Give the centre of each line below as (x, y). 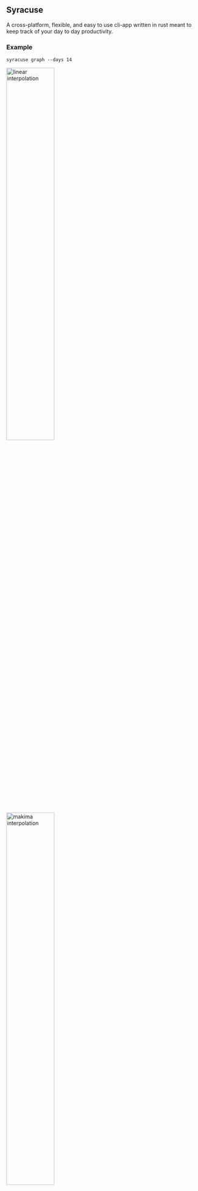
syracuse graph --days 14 (39, 60)
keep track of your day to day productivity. (60, 31)
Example (19, 47)
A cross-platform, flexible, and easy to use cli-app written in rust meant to (99, 24)
